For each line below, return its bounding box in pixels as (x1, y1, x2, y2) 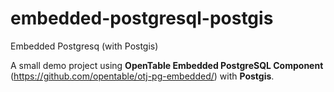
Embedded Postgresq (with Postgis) (10, 40, 159, 52)
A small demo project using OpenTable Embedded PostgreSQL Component (10, 59, 324, 71)
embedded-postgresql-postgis (10, 7, 274, 30)
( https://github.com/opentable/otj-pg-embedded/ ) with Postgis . (10, 70, 275, 82)
